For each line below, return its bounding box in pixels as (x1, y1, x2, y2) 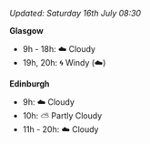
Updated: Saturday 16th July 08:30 (9, 8, 142, 18)
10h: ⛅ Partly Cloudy (22, 110, 103, 121)
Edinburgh (9, 78, 50, 89)
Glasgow (9, 26, 44, 36)
